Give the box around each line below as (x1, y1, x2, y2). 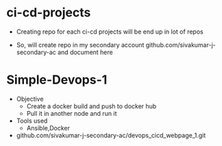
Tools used (16, 117, 48, 125)
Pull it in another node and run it (26, 109, 117, 117)
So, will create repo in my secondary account (16, 40, 145, 49)
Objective (16, 95, 44, 103)
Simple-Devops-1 (6, 72, 108, 88)
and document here (57, 48, 114, 56)
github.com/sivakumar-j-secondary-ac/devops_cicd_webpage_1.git (16, 131, 206, 139)
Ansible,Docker (26, 123, 70, 132)
